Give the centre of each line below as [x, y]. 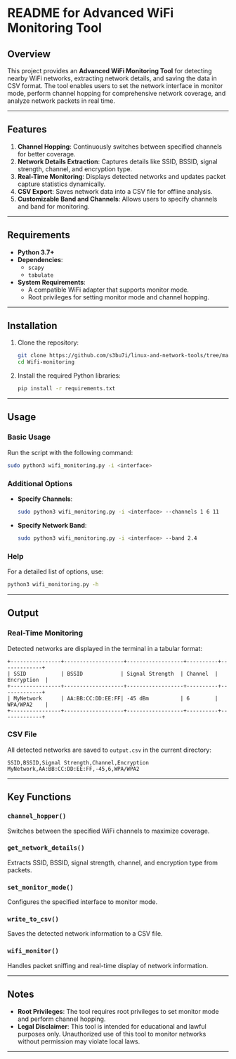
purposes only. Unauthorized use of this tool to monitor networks [112, 1034]
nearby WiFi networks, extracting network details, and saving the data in [112, 78]
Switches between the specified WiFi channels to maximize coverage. [109, 831]
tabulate [41, 275]
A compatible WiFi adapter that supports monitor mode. [109, 290]
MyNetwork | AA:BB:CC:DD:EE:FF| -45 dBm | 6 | [116, 698]
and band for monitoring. [53, 206]
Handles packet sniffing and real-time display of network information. [108, 965]
